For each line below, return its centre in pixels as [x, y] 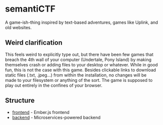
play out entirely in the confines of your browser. [54, 85]
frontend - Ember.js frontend [41, 112]
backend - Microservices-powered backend [56, 117]
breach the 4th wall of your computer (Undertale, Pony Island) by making [78, 60]
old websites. [18, 27]
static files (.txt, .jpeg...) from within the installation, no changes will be [76, 75]
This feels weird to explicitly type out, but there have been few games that [79, 54]
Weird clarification [34, 43]
